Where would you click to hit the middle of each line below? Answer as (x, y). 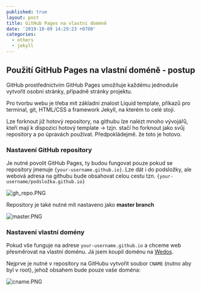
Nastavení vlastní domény (45, 232)
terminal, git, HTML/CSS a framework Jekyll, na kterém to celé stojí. (91, 109)
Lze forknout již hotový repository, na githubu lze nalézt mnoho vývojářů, (97, 121)
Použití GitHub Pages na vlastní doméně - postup (101, 70)
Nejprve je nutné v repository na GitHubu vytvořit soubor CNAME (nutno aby (99, 264)
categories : (21, 35)
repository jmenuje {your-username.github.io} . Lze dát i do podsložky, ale (99, 169)
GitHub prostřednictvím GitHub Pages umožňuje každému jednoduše (92, 85)
